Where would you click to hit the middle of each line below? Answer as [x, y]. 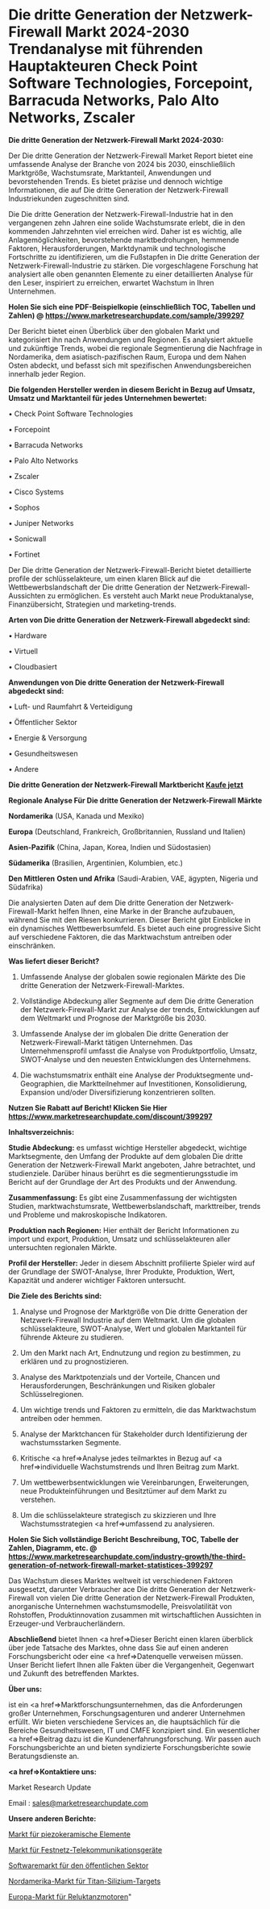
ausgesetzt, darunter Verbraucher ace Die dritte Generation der [114, 1589]
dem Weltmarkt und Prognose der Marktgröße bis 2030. [113, 1018]
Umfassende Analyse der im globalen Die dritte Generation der [124, 1033]
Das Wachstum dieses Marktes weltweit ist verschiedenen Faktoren [121, 1580]
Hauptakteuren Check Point [103, 67]
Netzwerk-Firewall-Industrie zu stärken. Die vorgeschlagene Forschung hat [133, 265]
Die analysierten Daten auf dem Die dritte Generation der [103, 902]
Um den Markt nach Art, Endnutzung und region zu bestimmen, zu [130, 1353]
